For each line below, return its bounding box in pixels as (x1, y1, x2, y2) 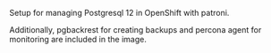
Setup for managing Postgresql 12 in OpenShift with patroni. (9, 8, 230, 18)
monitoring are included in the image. (9, 34, 148, 44)
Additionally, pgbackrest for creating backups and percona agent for (9, 25, 262, 34)
